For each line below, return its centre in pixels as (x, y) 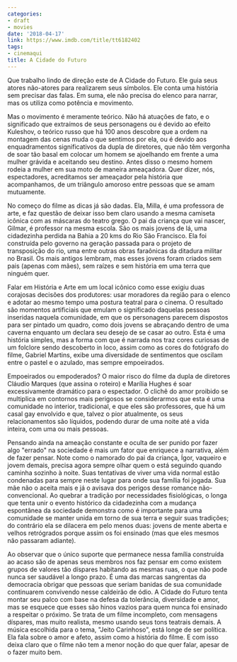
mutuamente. (27, 191)
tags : (15, 47)
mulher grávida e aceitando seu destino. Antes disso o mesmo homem (110, 162)
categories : (25, 14)
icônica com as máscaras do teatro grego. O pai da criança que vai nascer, (117, 220)
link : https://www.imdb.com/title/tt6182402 (74, 40)
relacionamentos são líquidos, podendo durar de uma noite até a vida (108, 421)
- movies (20, 27)
